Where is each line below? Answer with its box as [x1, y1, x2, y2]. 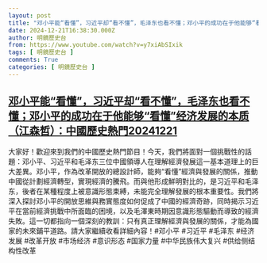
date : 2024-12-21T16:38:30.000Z [8, 26, 115, 34]
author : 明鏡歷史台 [8, 33, 67, 42]
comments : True [8, 56, 59, 64]
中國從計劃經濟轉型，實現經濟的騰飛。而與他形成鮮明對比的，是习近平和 [8, 176, 245, 186]
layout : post [8, 11, 52, 20]
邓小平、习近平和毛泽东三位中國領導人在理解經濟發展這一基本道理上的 [21, 156, 252, 166]
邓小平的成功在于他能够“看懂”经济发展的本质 [29, 109, 250, 123]
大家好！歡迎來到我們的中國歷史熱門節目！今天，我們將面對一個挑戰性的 [8, 147, 245, 156]
